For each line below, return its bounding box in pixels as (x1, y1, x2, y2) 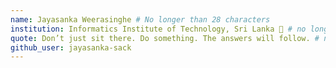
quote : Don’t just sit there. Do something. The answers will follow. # (10, 33, 320, 43)
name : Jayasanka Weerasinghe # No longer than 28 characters (10, 14, 271, 25)
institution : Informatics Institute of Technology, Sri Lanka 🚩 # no (10, 24, 307, 34)
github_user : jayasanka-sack (10, 42, 132, 53)
